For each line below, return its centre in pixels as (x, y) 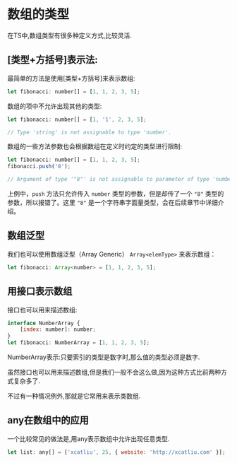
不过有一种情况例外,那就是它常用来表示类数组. (74, 396)
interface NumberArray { (44, 323)
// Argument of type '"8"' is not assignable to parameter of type (109, 180)
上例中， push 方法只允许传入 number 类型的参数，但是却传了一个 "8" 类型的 (116, 194)
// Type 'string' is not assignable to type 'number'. (90, 132)
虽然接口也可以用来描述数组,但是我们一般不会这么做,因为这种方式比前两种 (114, 372)
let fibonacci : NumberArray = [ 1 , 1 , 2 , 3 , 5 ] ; (79, 343)
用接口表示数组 (40, 292)
